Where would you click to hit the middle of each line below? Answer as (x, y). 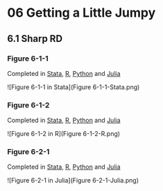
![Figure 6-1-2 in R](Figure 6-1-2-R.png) (63, 134)
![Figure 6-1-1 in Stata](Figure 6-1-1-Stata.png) (74, 87)
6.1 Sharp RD (35, 39)
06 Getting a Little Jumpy (81, 13)
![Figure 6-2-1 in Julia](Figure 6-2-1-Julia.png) (73, 181)
